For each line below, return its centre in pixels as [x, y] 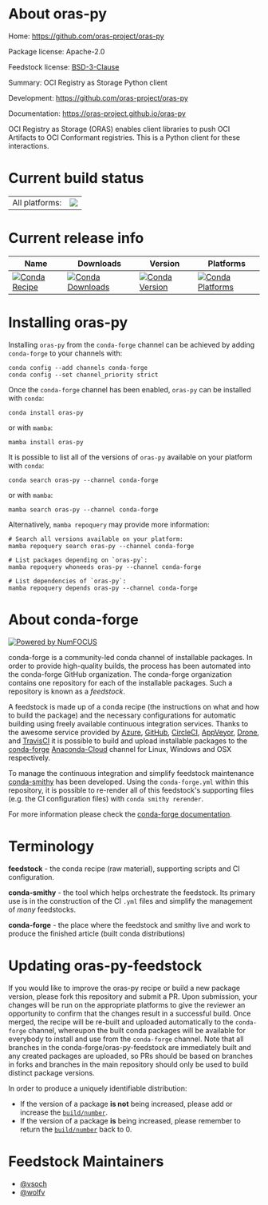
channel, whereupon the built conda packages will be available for [136, 1030]
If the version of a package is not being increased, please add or [126, 1104]
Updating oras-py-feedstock [105, 966]
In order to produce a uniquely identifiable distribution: [98, 1088]
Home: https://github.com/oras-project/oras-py [87, 36]
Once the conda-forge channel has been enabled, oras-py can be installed [130, 389]
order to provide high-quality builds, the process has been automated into [130, 666]
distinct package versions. [51, 1072]
